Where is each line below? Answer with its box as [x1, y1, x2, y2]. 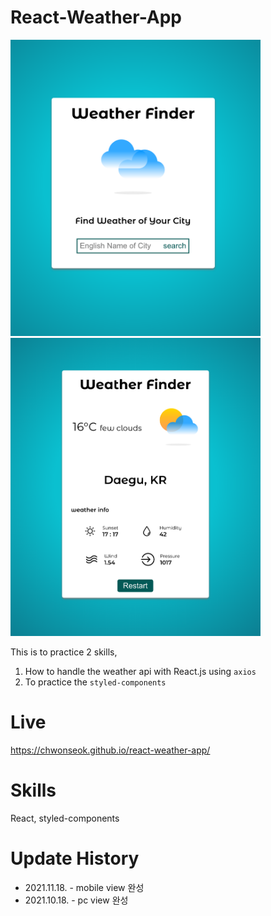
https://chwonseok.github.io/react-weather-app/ [10, 744, 211, 756]
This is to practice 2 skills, [10, 646, 118, 658]
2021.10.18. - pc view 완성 [24, 894, 129, 906]
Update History [10, 847, 140, 870]
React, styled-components [10, 812, 120, 824]
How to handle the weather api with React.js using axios [24, 665, 257, 677]
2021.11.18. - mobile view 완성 [24, 881, 145, 893]
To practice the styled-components [24, 676, 167, 688]
